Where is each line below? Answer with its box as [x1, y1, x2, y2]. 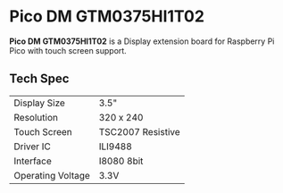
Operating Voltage [13, 169, 91, 181]
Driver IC [13, 140, 51, 153]
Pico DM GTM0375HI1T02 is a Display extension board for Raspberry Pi [9, 36, 275, 46]
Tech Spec [9, 71, 70, 87]
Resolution [13, 111, 58, 123]
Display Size [13, 96, 65, 109]
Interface [13, 155, 52, 167]
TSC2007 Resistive [98, 125, 180, 138]
